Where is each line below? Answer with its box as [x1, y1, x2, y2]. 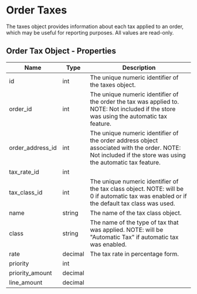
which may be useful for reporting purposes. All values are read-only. [6, 29, 174, 36]
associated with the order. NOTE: [90, 143, 181, 152]
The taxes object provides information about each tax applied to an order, [6, 23, 184, 30]
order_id [9, 105, 32, 113]
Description [122, 63, 156, 71]
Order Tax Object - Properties [6, 46, 116, 56]
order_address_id [9, 143, 57, 152]
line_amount [9, 278, 43, 286]
